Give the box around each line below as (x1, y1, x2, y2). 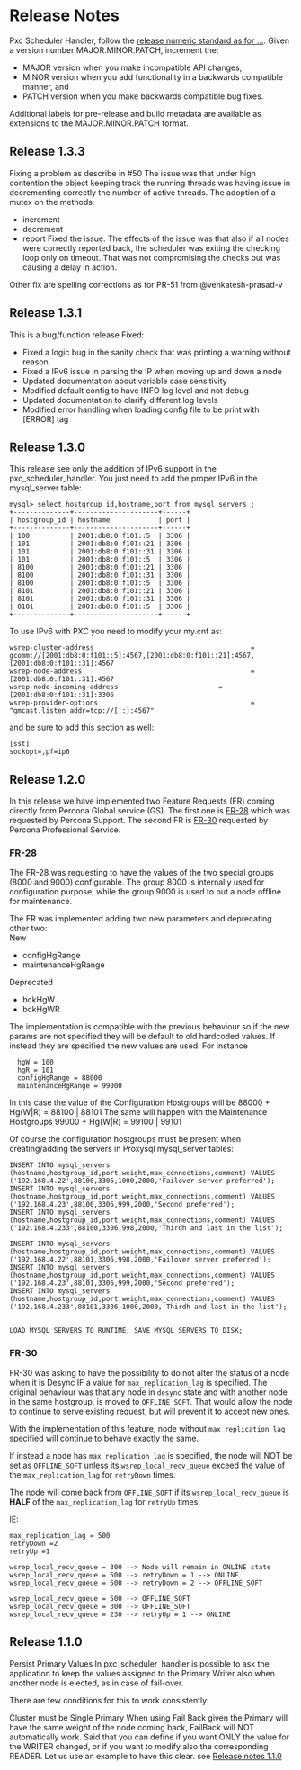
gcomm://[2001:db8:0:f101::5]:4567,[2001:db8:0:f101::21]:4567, (9, 651, 255, 660)
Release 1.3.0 (9, 439, 86, 454)
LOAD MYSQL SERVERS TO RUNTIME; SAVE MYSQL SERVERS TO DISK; (9, 1326, 243, 1335)
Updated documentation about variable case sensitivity (22, 375, 227, 386)
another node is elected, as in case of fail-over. (9, 1677, 184, 1688)
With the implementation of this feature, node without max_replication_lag (9, 1423, 286, 1433)
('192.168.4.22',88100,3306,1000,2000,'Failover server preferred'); (9, 1176, 276, 1186)
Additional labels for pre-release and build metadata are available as (9, 108, 262, 119)
